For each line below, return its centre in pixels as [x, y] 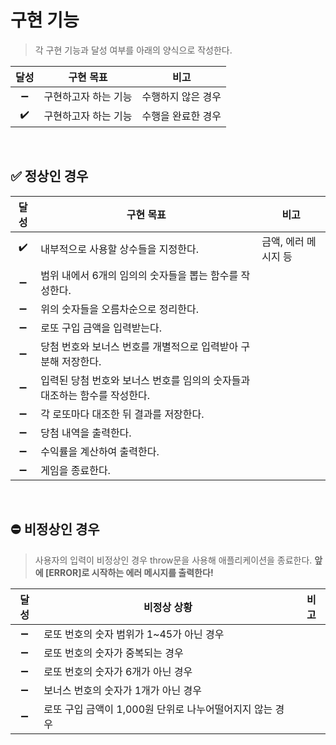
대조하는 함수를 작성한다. [95, 395]
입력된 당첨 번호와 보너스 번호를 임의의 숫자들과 [145, 380]
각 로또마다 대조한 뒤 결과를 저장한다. [122, 414]
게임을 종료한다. [75, 470]
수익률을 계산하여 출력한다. [100, 451]
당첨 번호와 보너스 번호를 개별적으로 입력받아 [139, 346]
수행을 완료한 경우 [181, 116]
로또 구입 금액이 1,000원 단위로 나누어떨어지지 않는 [158, 709]
